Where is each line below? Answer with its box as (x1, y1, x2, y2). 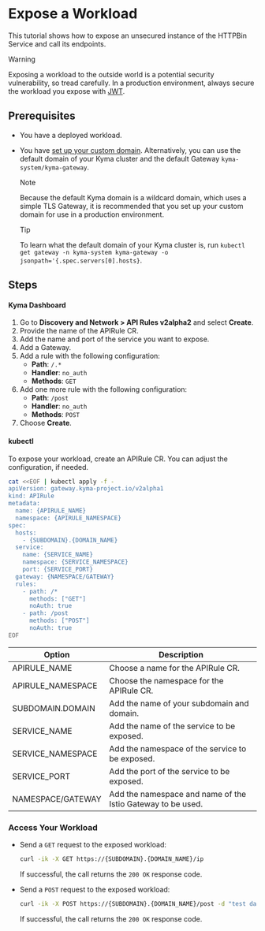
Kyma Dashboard (8, 300, 66, 310)
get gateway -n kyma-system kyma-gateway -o (19, 248, 169, 256)
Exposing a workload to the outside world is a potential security (8, 69, 215, 79)
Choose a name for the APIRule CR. (109, 662, 241, 673)
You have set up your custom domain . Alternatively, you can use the (19, 145, 241, 155)
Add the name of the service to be (109, 721, 236, 732)
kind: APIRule (8, 492, 55, 501)
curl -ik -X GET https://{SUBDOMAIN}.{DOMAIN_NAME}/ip (19, 855, 204, 863)
